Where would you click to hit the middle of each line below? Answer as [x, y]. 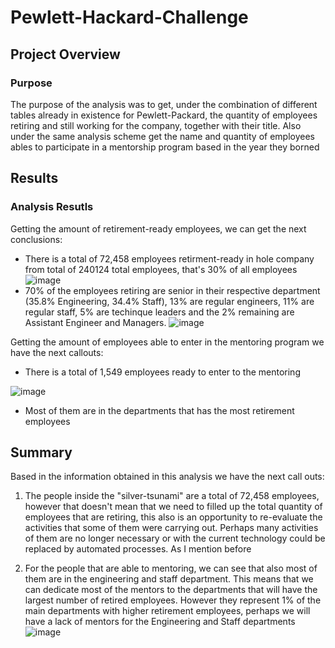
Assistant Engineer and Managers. [95, 322]
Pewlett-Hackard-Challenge [129, 17]
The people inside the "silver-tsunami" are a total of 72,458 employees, [172, 496]
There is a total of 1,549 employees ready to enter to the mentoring [162, 372]
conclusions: [36, 239]
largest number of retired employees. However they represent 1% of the [173, 600]
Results [34, 178]
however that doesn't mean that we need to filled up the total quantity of [173, 507]
